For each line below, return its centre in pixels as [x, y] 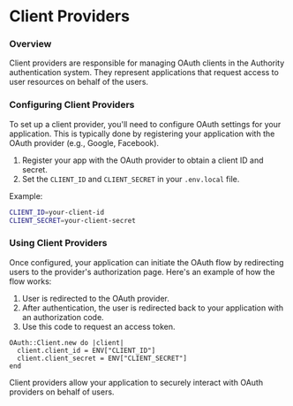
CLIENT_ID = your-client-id [56, 212]
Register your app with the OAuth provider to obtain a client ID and [143, 160]
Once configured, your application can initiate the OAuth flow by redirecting [146, 262]
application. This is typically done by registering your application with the [142, 134]
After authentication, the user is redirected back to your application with [153, 308]
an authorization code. [63, 317]
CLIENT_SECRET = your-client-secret [73, 220]
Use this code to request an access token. [98, 326]
